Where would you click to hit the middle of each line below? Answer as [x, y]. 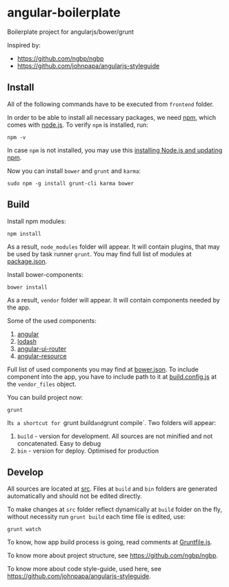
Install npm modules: [37, 221]
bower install [28, 287]
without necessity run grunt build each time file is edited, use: [97, 517]
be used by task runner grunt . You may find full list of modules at [99, 254]
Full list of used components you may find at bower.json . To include [103, 369]
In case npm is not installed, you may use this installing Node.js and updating [115, 150]
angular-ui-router [42, 349]
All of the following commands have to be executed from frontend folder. [111, 104]
